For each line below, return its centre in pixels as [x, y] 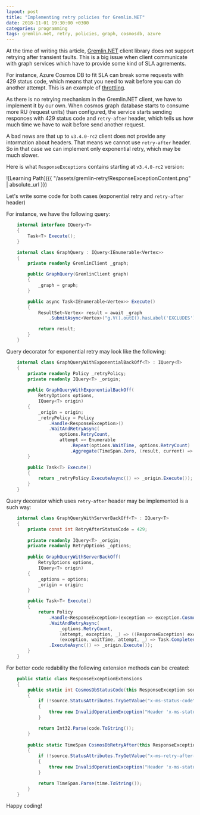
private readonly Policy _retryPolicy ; [77, 373]
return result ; [57, 329]
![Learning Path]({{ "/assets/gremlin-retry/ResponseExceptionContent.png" [99, 178]
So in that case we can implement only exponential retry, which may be [93, 149]
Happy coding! [24, 806]
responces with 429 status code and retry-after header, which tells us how [100, 118]
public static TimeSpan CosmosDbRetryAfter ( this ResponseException [113, 745]
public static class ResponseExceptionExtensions [80, 678]
